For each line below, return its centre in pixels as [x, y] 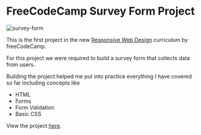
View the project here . [34, 125]
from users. [21, 64]
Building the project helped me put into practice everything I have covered [99, 76]
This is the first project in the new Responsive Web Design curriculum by [97, 40]
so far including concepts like [43, 83]
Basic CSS [28, 114]
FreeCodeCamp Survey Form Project [101, 11]
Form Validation [35, 107]
